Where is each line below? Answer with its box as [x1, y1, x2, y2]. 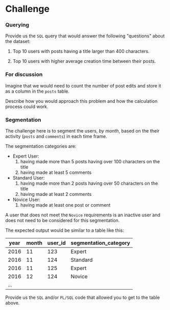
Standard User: [12, 175, 45, 181]
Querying [5, 21, 30, 29]
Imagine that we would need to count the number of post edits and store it [5, 82, 161, 88]
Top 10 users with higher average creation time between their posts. [12, 58, 156, 64]
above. [5, 300, 20, 306]
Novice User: [12, 196, 41, 203]
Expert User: [12, 153, 39, 159]
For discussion [5, 71, 43, 78]
